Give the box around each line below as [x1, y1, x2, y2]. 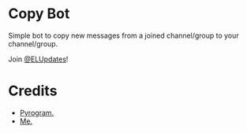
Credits [8, 82, 58, 100]
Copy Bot [8, 5, 70, 23]
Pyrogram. [19, 108, 54, 117]
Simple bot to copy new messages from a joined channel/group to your [8, 31, 239, 40]
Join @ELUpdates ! [8, 54, 69, 64]
